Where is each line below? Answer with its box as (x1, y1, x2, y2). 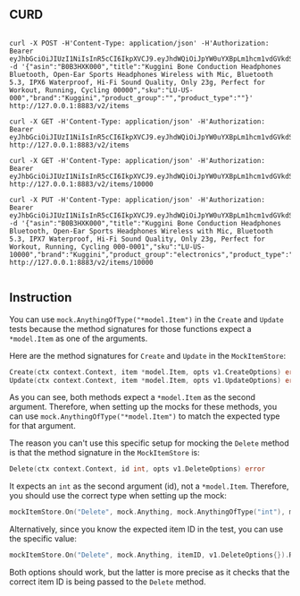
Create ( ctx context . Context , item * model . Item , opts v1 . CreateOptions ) (9, 367, 281, 377)
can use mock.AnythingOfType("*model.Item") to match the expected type (9, 411, 280, 421)
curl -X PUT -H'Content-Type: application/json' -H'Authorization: (9, 195, 266, 204)
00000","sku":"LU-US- (112, 85, 194, 95)
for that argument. (9, 421, 76, 431)
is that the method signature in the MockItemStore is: (9, 447, 200, 458)
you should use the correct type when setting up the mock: (9, 490, 228, 501)
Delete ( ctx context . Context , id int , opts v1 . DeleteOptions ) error (9, 464, 266, 473)
